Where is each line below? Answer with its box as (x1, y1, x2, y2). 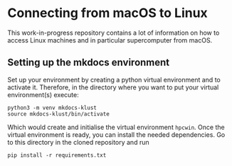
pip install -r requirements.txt (7, 151, 107, 159)
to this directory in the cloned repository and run (7, 138, 149, 146)
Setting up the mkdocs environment (7, 57, 170, 69)
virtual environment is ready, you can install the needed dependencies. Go (7, 130, 226, 139)
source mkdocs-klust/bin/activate (7, 110, 110, 118)
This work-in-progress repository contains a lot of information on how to (7, 28, 220, 37)
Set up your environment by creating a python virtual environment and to (7, 75, 221, 84)
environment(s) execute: (7, 90, 80, 99)
